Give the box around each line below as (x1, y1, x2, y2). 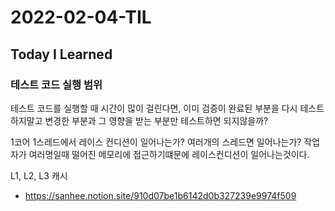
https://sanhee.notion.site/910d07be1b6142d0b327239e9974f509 (24, 189, 297, 201)
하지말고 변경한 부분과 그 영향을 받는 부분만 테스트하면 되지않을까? (10, 114, 269, 126)
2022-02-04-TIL (10, 6, 152, 29)
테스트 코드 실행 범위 (10, 77, 103, 91)
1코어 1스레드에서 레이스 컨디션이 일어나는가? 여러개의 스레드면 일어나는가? (10, 136, 302, 148)
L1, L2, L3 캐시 (10, 169, 68, 181)
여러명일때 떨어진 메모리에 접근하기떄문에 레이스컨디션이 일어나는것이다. (28, 148, 310, 160)
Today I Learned (10, 46, 113, 63)
